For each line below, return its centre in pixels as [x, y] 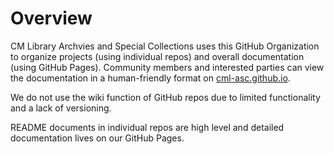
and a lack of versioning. [61, 108]
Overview [51, 18]
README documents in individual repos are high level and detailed [147, 127]
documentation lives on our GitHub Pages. [97, 138]
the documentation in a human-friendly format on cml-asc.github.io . [150, 78]
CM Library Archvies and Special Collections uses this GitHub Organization [165, 46]
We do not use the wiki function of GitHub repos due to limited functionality [165, 97]
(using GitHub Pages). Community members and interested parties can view [167, 67]
